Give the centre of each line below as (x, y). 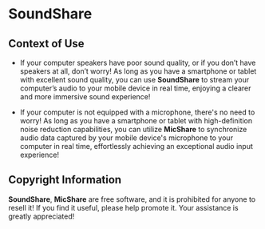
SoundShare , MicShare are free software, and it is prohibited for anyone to (132, 199)
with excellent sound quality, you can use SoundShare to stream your (134, 80)
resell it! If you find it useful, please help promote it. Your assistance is (123, 207)
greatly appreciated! (42, 216)
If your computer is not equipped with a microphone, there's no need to (137, 112)
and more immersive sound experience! (85, 96)
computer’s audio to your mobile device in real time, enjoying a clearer (135, 88)
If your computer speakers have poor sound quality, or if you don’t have (138, 62)
